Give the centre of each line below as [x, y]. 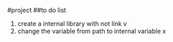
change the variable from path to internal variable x [92, 31]
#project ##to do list [37, 10]
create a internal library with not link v [72, 23]
